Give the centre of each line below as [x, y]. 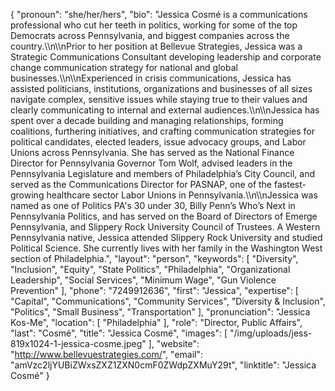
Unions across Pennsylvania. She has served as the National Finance [152, 152]
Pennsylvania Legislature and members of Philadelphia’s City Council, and [162, 173]
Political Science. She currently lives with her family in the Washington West [166, 248]
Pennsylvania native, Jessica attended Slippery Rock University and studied [166, 237]
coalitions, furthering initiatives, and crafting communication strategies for [162, 131]
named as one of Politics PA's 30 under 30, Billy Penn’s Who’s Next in [153, 205]
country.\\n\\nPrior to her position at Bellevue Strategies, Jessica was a [156, 46]
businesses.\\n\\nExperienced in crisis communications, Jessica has [151, 78]
